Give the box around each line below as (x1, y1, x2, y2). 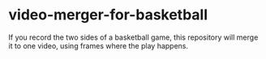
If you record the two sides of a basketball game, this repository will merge (8, 32, 259, 42)
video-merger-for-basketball (8, 6, 208, 24)
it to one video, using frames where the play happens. (8, 40, 189, 50)
